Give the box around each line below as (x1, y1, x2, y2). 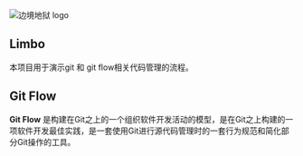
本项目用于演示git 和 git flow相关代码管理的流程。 (9, 62, 194, 73)
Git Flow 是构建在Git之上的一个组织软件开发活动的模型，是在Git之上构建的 (9, 113, 286, 124)
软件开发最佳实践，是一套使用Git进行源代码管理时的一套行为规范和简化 (16, 125, 282, 136)
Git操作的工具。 (16, 136, 76, 147)
